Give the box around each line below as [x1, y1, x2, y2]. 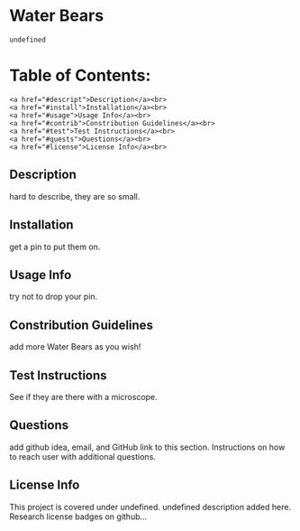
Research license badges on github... [9, 511, 148, 522]
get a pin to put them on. [9, 241, 101, 252]
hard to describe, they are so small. [9, 191, 141, 201]
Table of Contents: [9, 65, 151, 86]
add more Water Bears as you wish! [9, 341, 141, 352]
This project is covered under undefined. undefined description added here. [9, 501, 291, 512]
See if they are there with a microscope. [9, 391, 158, 402]
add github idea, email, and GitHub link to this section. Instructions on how [9, 442, 286, 452]
